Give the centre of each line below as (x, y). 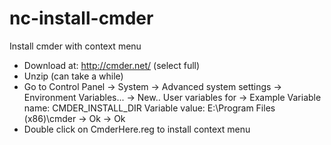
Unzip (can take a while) (73, 76)
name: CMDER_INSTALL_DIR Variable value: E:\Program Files (149, 108)
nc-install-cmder (81, 18)
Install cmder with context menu (75, 46)
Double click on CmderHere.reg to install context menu (137, 129)
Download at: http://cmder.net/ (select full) (112, 65)
